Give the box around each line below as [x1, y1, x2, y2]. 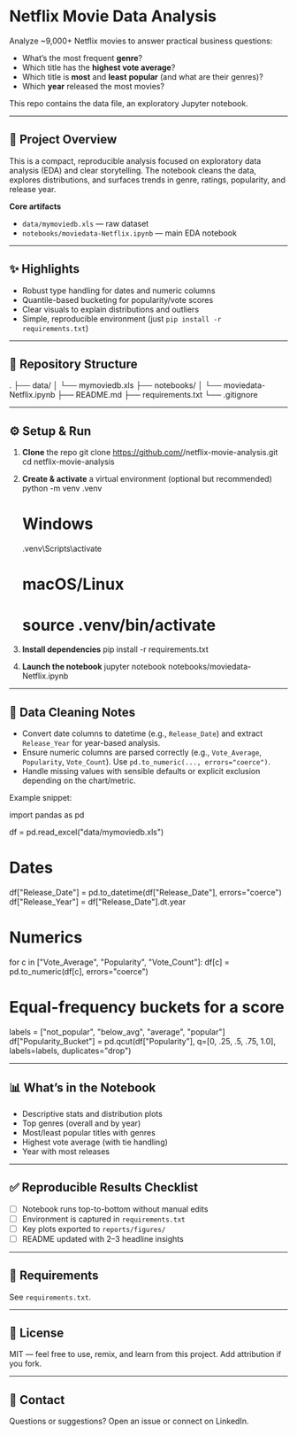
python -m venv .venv [21, 483, 103, 493]
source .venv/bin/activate [21, 615, 217, 635]
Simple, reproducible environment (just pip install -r [21, 313, 222, 324]
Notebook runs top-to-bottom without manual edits [21, 1203, 209, 1214]
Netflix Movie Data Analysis [9, 6, 217, 27]
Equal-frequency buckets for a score [9, 997, 285, 1018]
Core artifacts [9, 201, 62, 212]
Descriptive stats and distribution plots [21, 1108, 164, 1119]
